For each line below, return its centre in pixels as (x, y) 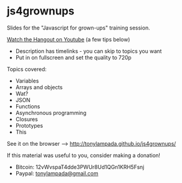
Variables (27, 81)
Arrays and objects (39, 87)
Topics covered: (27, 69)
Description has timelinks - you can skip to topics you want (89, 51)
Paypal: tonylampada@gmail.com (57, 173)
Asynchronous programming (51, 113)
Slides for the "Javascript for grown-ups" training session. (78, 28)
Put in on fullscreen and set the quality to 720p (73, 57)
